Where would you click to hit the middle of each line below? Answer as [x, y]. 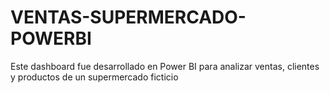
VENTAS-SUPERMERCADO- [128, 17]
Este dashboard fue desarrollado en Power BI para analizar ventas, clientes [165, 66]
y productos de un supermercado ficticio [94, 77]
